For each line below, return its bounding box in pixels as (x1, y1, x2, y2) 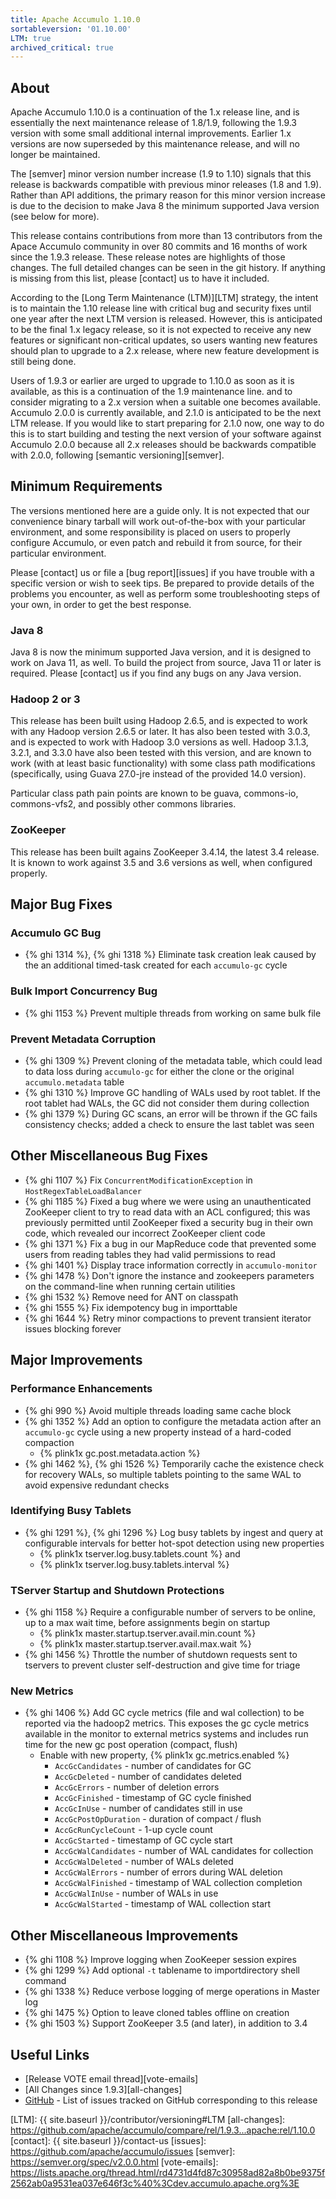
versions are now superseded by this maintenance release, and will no (10, 138, 300, 150)
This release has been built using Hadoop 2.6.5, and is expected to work (10, 715, 308, 727)
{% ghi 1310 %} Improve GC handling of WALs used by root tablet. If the (24, 1087, 322, 1099)
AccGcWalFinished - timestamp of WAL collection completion (54, 1877, 303, 1889)
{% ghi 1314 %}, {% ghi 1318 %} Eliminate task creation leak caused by (24, 949, 317, 961)
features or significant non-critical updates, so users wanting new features (10, 334, 318, 346)
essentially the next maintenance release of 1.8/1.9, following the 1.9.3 (10, 117, 298, 129)
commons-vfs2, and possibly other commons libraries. (10, 798, 237, 810)
